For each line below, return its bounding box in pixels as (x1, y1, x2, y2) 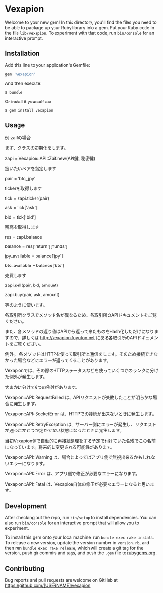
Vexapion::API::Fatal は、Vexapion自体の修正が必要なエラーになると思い (5, 481, 150, 487)
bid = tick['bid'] (5, 214, 36, 220)
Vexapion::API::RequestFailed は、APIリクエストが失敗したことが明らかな (5, 394, 153, 401)
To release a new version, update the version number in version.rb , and (5, 540, 150, 546)
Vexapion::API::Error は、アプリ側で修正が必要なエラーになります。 (5, 471, 140, 477)
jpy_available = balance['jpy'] (5, 253, 63, 259)
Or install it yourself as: (5, 99, 51, 104)
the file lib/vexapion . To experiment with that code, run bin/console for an (5, 30, 155, 36)
